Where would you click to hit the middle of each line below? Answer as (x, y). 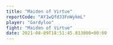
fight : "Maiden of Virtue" (39, 28)
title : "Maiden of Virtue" (39, 11)
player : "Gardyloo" (30, 22)
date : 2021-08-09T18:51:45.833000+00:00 (57, 33)
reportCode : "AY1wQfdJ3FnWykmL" (46, 17)
